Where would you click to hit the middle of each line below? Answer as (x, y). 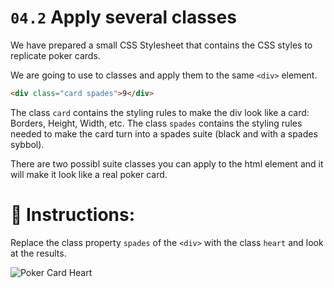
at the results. (38, 253)
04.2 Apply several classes (123, 17)
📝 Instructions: (73, 215)
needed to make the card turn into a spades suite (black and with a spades (164, 133)
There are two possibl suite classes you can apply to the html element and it (167, 163)
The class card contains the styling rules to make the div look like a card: (160, 112)
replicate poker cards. (55, 55)
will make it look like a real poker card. (89, 174)
